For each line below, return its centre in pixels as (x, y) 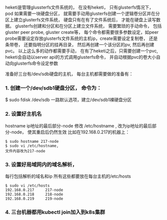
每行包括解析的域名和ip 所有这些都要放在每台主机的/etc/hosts (68, 176)
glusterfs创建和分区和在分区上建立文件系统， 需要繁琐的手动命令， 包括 (88, 26)
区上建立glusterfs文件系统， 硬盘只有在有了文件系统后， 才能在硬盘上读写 (81, 20)
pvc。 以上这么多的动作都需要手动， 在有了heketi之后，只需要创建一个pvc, (82, 51)
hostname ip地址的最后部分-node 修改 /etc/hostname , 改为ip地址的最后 (79, 125)
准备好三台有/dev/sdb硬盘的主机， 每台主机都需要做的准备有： (69, 74)
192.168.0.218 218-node (34, 194)
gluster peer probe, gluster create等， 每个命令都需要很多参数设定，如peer (82, 32)
